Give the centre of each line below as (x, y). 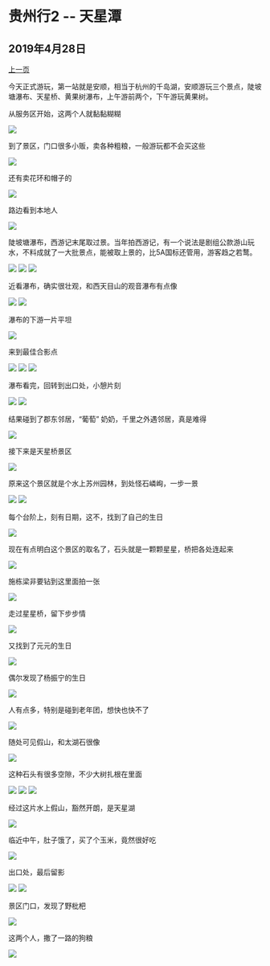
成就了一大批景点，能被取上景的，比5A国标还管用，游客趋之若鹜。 (146, 252)
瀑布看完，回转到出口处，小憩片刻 (65, 385)
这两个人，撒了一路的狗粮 (51, 938)
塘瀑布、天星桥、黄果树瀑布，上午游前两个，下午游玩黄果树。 (110, 96)
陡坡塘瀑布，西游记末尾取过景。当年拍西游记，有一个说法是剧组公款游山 (128, 242)
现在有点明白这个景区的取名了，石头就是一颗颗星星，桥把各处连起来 (121, 549)
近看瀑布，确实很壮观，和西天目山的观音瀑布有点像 (93, 286)
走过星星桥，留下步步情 (47, 613)
